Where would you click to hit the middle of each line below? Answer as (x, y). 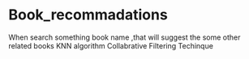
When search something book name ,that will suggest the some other (124, 37)
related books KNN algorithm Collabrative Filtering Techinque (111, 45)
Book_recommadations (88, 15)
